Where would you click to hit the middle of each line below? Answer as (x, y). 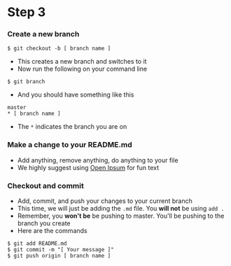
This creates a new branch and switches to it (82, 62)
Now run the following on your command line (82, 69)
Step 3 (27, 12)
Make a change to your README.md (70, 145)
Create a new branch (43, 34)
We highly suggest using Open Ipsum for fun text (88, 167)
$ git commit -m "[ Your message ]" (61, 250)
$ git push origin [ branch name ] (59, 256)
